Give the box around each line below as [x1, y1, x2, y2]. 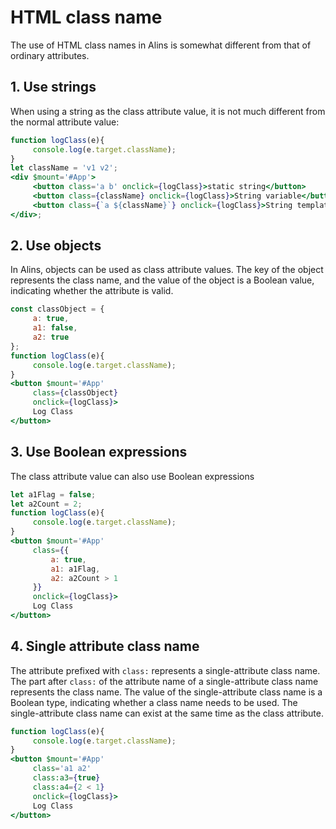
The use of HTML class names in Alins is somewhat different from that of [10, 39, 312, 51]
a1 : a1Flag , [50, 564, 101, 574]
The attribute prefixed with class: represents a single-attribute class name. [10, 664, 321, 676]
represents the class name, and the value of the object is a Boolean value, [10, 274, 315, 286]
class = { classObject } [32, 388, 118, 398]
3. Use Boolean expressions [10, 444, 188, 461]
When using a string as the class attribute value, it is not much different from [10, 105, 326, 117]
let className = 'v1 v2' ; [10, 163, 118, 173]
